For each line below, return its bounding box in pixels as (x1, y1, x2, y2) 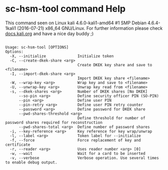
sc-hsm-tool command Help (5, 3, 126, 15)
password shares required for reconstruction (5, 120, 102, 125)
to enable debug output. (5, 160, 58, 165)
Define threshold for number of (77, 115, 145, 120)
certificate (5, 142, 30, 147)
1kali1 (5, 25, 16, 31)
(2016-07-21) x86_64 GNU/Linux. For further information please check (17, 25, 163, 31)
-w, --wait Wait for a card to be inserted (10, 151, 145, 156)
